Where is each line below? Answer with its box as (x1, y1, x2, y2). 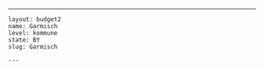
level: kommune (8, 29, 58, 37)
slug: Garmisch (8, 43, 58, 51)
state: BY (8, 36, 41, 44)
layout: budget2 (8, 16, 61, 24)
